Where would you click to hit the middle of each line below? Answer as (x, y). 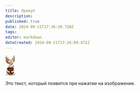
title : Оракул (20, 11)
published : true (22, 21)
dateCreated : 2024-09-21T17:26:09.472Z (48, 43)
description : (19, 16)
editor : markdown (24, 37)
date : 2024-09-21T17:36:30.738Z (39, 27)
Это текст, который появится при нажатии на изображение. (71, 83)
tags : (11, 32)
